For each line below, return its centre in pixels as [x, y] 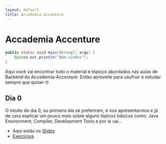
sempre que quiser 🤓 [27, 82]
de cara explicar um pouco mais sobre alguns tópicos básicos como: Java [82, 115]
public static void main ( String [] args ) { [50, 53]
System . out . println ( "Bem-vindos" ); [51, 57]
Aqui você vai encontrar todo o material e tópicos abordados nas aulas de [81, 72]
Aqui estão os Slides [34, 130]
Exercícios [23, 136]
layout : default [22, 10]
